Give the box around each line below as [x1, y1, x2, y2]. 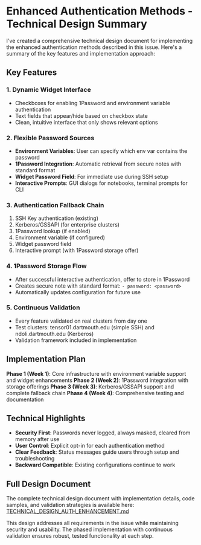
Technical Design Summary [6, 17, 148, 31]
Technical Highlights [6, 413, 86, 424]
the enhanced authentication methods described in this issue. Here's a [6, 44, 182, 51]
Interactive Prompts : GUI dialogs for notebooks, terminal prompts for [14, 179, 188, 187]
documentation [6, 396, 44, 403]
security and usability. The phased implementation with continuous [6, 526, 173, 533]
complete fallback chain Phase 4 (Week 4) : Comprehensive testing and [6, 389, 184, 396]
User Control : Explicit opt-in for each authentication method [14, 442, 165, 450]
